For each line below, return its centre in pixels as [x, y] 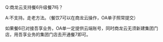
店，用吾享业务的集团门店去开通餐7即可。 [48, 34]
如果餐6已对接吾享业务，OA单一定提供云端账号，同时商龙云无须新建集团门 [82, 28]
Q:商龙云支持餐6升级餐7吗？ [34, 7]
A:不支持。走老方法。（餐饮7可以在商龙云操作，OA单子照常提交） [72, 18]
